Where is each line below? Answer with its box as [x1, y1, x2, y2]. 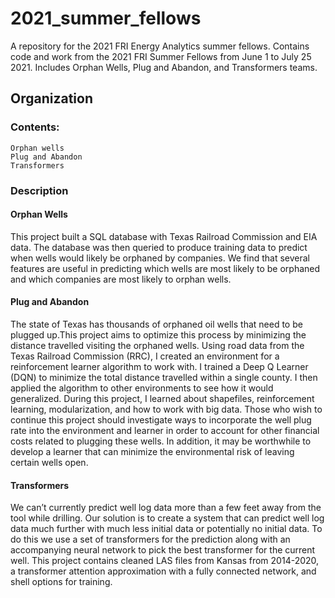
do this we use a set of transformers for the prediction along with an [10, 533, 291, 546]
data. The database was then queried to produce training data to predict [10, 241, 308, 253]
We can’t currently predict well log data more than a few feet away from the [10, 502, 322, 514]
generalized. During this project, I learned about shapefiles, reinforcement [10, 392, 315, 404]
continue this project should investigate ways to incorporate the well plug [10, 413, 312, 426]
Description [10, 183, 69, 197]
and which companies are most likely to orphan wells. [10, 273, 232, 285]
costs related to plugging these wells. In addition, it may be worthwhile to [10, 435, 312, 447]
